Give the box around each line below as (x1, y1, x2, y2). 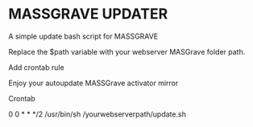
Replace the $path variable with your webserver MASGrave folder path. (8, 47, 246, 56)
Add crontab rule (8, 62, 64, 72)
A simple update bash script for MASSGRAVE (8, 31, 159, 41)
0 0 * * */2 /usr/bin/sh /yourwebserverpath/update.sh (8, 109, 187, 119)
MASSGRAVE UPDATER (8, 5, 168, 23)
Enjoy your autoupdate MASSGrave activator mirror (8, 78, 179, 88)
